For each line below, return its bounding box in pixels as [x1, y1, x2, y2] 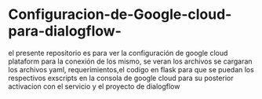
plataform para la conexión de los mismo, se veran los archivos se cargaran [8, 57, 253, 66]
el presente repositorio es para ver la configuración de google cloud [8, 48, 228, 57]
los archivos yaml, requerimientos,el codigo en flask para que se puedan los [8, 64, 255, 74]
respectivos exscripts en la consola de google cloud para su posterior [8, 73, 234, 82]
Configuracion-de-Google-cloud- [8, 5, 232, 24]
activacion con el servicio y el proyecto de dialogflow [8, 81, 180, 91]
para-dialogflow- [8, 22, 122, 40]
